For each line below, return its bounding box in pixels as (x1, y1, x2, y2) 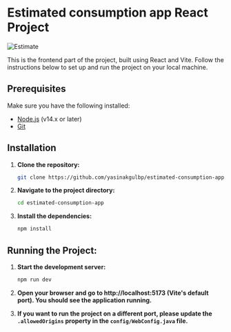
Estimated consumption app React (7, 5, 208, 21)
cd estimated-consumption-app (17, 199, 105, 206)
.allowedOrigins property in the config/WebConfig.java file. (17, 316, 188, 325)
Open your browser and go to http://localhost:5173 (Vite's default (17, 289, 209, 297)
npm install (17, 226, 52, 233)
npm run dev (17, 276, 52, 283)
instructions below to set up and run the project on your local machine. (7, 63, 208, 71)
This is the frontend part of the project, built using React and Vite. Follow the (7, 55, 224, 64)
